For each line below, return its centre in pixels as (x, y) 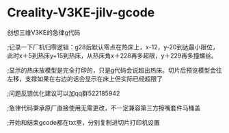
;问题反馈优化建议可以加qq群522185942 (64, 93)
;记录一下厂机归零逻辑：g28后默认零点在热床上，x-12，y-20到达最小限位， (113, 47)
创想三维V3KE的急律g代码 (44, 32)
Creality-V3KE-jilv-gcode (81, 13)
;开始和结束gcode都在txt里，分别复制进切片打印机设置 (84, 122)
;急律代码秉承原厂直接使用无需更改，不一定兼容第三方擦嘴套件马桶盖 (104, 108)
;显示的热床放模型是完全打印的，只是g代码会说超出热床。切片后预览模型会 (112, 70)
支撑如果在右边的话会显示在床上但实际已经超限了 (94, 78)
